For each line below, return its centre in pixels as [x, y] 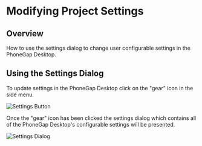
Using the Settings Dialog [55, 74]
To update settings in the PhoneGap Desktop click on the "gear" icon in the [100, 88]
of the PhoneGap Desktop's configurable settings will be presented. [91, 124]
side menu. [20, 95]
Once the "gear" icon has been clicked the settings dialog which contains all [101, 118]
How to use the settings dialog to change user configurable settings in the [98, 48]
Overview [25, 34]
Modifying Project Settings [75, 11]
